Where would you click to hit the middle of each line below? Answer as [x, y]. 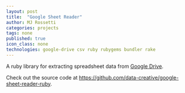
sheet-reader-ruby [28, 84]
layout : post [22, 11]
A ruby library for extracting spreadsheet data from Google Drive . [85, 66]
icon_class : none [27, 44]
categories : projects [32, 28]
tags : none [19, 33]
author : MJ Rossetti [31, 22]
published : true [26, 39]
